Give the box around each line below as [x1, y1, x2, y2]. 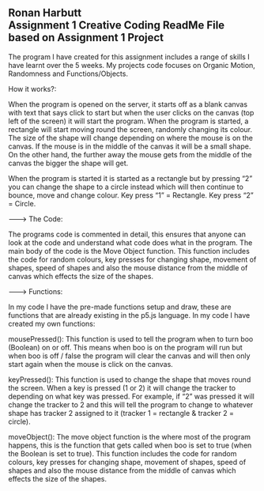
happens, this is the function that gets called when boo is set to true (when [8, 440, 252, 450]
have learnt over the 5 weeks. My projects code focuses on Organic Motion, [8, 60, 255, 70]
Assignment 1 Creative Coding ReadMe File [8, 19, 225, 32]
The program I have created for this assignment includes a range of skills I [8, 51, 251, 62]
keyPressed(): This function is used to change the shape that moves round [8, 375, 251, 384]
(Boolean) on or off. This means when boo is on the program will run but [8, 342, 243, 352]
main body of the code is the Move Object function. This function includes [8, 246, 251, 255]
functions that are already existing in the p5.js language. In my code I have [8, 310, 251, 319]
